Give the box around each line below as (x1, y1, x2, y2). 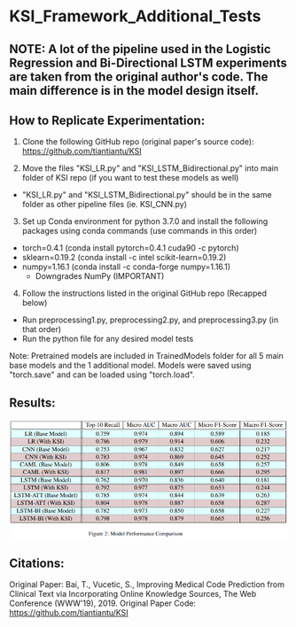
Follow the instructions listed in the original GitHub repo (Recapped (21, 288, 268, 298)
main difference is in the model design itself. (9, 82, 260, 98)
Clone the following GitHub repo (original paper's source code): (21, 136, 254, 147)
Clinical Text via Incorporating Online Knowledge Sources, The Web (9, 588, 257, 599)
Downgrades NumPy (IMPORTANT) (35, 271, 165, 282)
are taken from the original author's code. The (9, 69, 269, 84)
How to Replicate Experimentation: (9, 112, 206, 128)
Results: (9, 395, 56, 410)
